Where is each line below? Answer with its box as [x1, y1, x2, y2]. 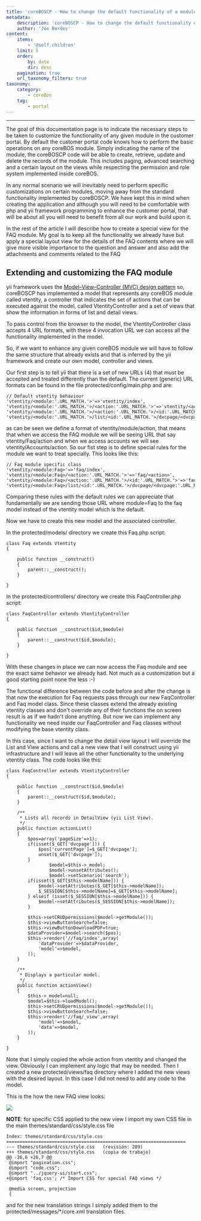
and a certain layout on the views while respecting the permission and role [6, 163, 190, 170]
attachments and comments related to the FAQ [6, 250, 121, 257]
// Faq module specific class [6, 462, 82, 468]
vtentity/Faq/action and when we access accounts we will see [6, 437, 159, 444]
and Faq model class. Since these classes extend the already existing [6, 701, 178, 708]
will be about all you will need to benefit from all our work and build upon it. [6, 213, 191, 220]
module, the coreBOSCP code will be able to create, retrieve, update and [6, 151, 185, 158]
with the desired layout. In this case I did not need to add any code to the [6, 1075, 186, 1082]
